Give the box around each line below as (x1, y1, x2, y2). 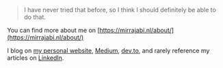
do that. (23, 13, 47, 21)
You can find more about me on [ (7, 27, 101, 34)
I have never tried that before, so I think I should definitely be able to (23, 6, 217, 14)
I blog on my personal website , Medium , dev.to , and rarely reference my (7, 47, 210, 54)
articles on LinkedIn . (7, 54, 64, 62)
